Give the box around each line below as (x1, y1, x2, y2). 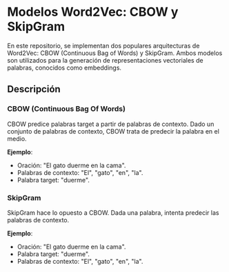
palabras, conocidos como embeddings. (7, 63, 122, 72)
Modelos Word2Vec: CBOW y (7, 4, 179, 20)
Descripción (7, 83, 61, 95)
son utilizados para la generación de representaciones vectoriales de (7, 56, 203, 64)
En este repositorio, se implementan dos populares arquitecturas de (7, 41, 200, 50)
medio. (7, 134, 27, 143)
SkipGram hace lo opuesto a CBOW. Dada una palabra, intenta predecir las (7, 208, 219, 217)
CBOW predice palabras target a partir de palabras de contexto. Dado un (7, 120, 215, 128)
